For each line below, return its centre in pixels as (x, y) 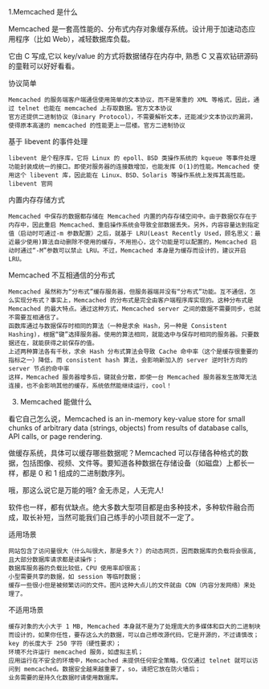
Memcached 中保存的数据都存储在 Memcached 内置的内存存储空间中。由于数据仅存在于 (133, 216)
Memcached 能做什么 (56, 402)
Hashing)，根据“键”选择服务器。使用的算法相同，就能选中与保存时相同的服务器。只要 (131, 334)
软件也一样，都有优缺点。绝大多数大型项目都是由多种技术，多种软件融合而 (131, 507)
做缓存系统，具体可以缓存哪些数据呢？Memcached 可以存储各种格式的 (125, 453)
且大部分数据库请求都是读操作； (53, 560)
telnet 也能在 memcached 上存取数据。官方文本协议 (95, 109)
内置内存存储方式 (37, 200)
